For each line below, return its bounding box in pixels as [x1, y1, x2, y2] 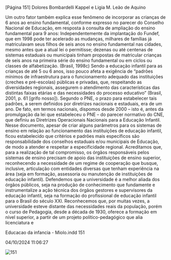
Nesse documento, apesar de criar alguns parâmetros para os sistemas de [5, 122, 162, 128]
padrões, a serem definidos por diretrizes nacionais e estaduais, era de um [5, 101, 162, 106]
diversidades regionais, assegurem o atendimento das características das [5, 84, 160, 91]
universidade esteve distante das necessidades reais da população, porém [5, 204, 162, 209]
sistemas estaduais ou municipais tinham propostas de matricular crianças [5, 52, 162, 58]
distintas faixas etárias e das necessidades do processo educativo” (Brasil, [5, 90, 162, 96]
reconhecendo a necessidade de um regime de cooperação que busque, [5, 160, 158, 166]
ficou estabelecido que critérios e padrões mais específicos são [5, 133, 140, 139]
